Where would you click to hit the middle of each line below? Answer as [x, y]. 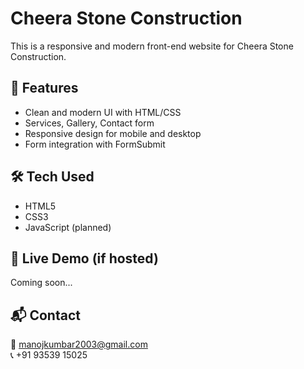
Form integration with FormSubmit [95, 144]
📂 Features [44, 88]
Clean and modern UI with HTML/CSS [103, 112]
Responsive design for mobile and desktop [113, 133]
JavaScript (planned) [68, 227]
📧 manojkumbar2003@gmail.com [79, 344]
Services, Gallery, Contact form [89, 123]
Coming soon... [41, 283]
